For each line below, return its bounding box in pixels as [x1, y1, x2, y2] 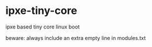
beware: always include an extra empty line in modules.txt [5, 34, 146, 41]
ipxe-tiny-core [5, 4, 77, 17]
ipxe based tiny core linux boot [5, 23, 80, 30]
